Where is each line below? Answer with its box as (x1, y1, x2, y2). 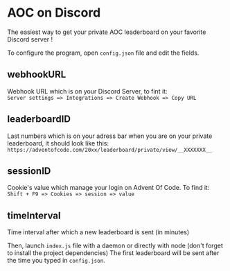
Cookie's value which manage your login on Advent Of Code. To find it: (7, 184, 210, 192)
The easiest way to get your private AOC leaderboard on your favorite (7, 28, 206, 36)
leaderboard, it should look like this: (7, 139, 109, 147)
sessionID (7, 165, 51, 177)
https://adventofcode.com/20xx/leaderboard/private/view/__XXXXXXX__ (7, 146, 213, 153)
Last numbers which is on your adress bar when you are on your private (7, 132, 213, 140)
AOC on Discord (7, 5, 101, 21)
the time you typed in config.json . (7, 256, 105, 265)
